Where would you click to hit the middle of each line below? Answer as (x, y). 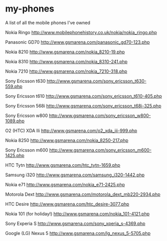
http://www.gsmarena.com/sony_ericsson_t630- (97, 81)
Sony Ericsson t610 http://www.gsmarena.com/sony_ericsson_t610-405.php (83, 96)
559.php (14, 86)
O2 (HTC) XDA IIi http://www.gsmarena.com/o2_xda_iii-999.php (71, 131)
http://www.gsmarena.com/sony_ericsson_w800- (100, 115)
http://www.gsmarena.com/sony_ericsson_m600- (101, 150)
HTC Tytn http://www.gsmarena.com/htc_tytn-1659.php (63, 165)
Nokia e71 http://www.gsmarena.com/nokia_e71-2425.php (65, 184)
